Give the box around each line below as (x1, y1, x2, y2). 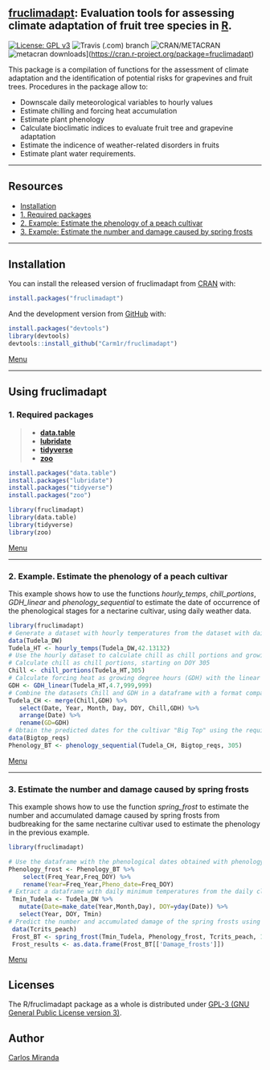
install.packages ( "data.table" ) (8, 469, 117, 477)
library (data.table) (8, 513, 78, 521)
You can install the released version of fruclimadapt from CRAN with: (8, 279, 236, 288)
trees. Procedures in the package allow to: (8, 81, 149, 91)
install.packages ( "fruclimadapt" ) (8, 294, 125, 303)
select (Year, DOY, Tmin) (18, 910, 103, 919)
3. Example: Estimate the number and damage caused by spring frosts (19, 226, 253, 236)
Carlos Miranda (8, 1053, 59, 1063)
